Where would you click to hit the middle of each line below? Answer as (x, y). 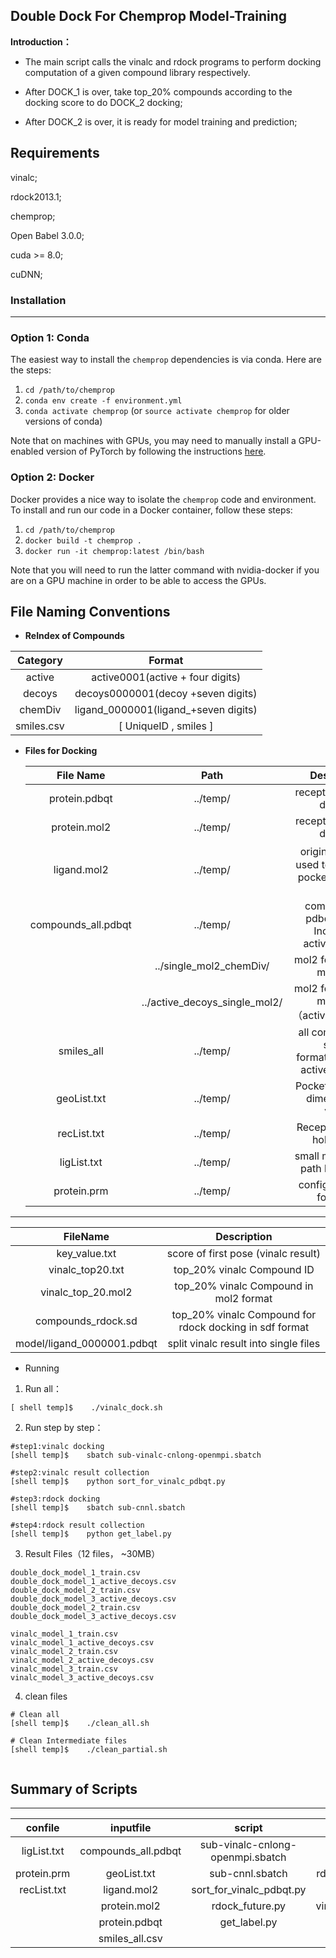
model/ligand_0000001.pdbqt (86, 1344)
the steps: (31, 370)
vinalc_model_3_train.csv (64, 1669)
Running (42, 1368)
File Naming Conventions (90, 611)
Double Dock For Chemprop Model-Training (149, 16)
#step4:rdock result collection (77, 1525)
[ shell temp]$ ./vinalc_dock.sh (86, 1408)
